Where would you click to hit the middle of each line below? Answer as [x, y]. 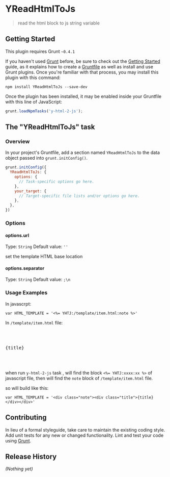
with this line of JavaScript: [34, 102]
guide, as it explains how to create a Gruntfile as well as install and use [79, 66]
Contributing [26, 418]
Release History [31, 456]
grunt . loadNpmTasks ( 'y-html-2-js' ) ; [44, 111]
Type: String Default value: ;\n [38, 280]
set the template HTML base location [44, 257]
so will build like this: [27, 388]
